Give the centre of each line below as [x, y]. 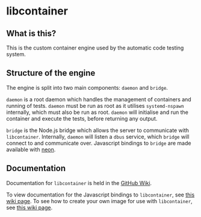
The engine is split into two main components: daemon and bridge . [87, 87]
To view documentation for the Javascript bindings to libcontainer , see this [100, 195]
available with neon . [31, 149]
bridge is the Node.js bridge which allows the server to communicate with [98, 130]
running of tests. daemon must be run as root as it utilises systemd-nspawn [95, 105]
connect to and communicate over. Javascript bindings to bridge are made [99, 143]
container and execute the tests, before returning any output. [82, 118]
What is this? [31, 33]
